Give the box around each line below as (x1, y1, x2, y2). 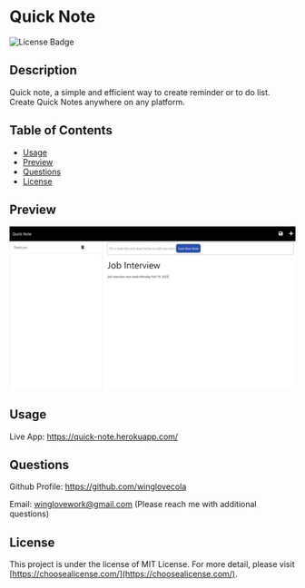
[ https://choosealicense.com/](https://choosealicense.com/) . (9, 569, 238, 580)
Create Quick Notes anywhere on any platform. (9, 96, 186, 107)
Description (9, 63, 77, 78)
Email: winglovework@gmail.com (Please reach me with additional (9, 499, 257, 510)
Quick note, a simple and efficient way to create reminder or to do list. (9, 86, 271, 97)
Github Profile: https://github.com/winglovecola (9, 481, 187, 492)
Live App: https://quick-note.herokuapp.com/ (9, 431, 179, 442)
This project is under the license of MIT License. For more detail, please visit (9, 559, 295, 570)
